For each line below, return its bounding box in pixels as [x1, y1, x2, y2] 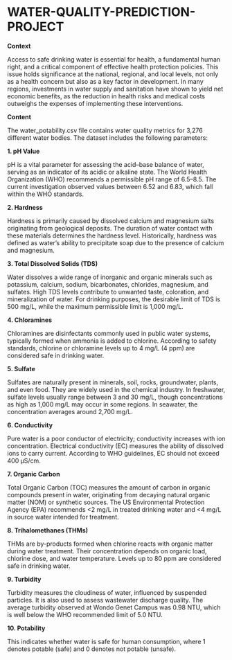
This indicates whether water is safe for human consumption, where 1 [7, 637, 206, 645]
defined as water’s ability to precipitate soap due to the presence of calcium [7, 238, 224, 247]
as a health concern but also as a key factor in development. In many [7, 77, 204, 85]
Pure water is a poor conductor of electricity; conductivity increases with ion [7, 434, 226, 443]
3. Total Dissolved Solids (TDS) [7, 259, 98, 267]
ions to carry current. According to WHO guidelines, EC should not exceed [7, 449, 220, 457]
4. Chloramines [7, 316, 53, 324]
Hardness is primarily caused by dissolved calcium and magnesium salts [7, 216, 215, 225]
